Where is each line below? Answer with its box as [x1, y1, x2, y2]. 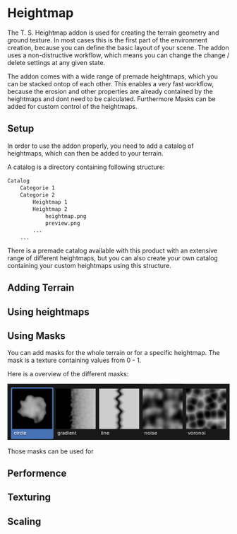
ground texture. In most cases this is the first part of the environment [7, 35, 208, 44]
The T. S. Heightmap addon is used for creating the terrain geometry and [7, 28, 219, 37]
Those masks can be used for [7, 447, 94, 455]
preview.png [44, 219, 80, 227]
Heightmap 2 [32, 205, 68, 213]
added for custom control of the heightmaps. [7, 102, 138, 110]
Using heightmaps [7, 306, 90, 318]
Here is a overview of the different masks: [7, 370, 129, 378]
